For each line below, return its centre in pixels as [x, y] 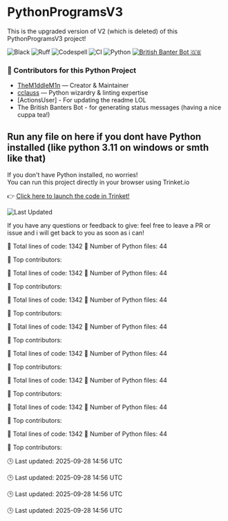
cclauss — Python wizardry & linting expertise [83, 93]
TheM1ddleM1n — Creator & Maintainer [73, 85]
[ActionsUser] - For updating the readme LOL [82, 100]
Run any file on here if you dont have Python [104, 137]
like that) [27, 158]
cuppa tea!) [34, 115]
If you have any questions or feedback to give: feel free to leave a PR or [109, 226]
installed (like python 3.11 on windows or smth [108, 147]
